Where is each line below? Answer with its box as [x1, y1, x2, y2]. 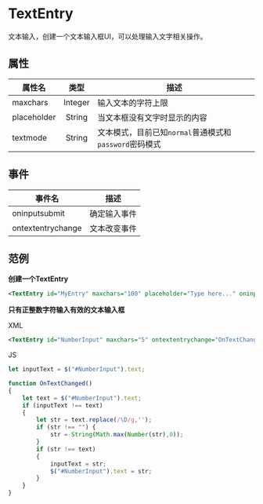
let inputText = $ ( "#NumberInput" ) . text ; [8, 366, 146, 374]
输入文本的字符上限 [97, 97, 168, 108]
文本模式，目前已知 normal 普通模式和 [97, 126, 232, 137]
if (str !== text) [36, 445, 96, 453]
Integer [63, 97, 90, 108]
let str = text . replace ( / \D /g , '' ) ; [36, 416, 153, 424]
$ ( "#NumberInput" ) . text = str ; [49, 467, 153, 475]
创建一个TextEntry [8, 274, 69, 283]
